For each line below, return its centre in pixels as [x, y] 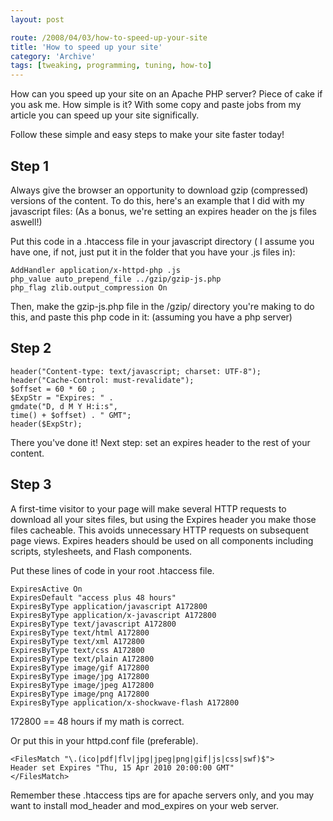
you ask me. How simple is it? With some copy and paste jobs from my [156, 105]
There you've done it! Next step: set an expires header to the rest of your [160, 442]
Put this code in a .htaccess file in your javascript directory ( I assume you [162, 241]
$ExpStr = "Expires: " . [62, 397]
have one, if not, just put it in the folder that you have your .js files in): [153, 252]
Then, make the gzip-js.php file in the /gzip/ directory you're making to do [162, 306]
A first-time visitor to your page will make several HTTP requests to [148, 508]
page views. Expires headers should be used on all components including [162, 540]
